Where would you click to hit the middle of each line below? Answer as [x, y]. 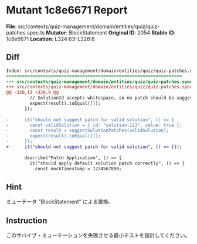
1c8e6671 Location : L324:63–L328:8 [50, 39]
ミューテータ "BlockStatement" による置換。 [60, 202]
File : [11, 26]
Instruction [27, 220]
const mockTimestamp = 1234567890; [78, 169]
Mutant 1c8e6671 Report [67, 10]
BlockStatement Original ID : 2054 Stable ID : [122, 32]
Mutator [56, 32]
